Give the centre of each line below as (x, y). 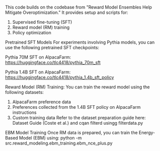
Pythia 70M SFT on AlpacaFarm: (38, 57)
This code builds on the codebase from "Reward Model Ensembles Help (79, 7)
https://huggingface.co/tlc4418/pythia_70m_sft (53, 62)
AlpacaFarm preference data (42, 102)
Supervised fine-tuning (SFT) (42, 22)
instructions (25, 112)
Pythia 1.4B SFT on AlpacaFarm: (38, 72)
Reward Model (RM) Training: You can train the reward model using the (78, 87)
